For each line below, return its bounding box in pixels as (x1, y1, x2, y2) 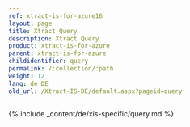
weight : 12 (8, 72, 45, 80)
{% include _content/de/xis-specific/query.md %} (8, 109, 175, 119)
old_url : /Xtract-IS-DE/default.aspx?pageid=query (8, 87, 183, 95)
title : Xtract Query (8, 27, 78, 35)
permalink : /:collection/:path (8, 65, 114, 73)
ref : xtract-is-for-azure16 (8, 11, 103, 20)
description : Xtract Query (8, 34, 99, 43)
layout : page (8, 19, 53, 28)
